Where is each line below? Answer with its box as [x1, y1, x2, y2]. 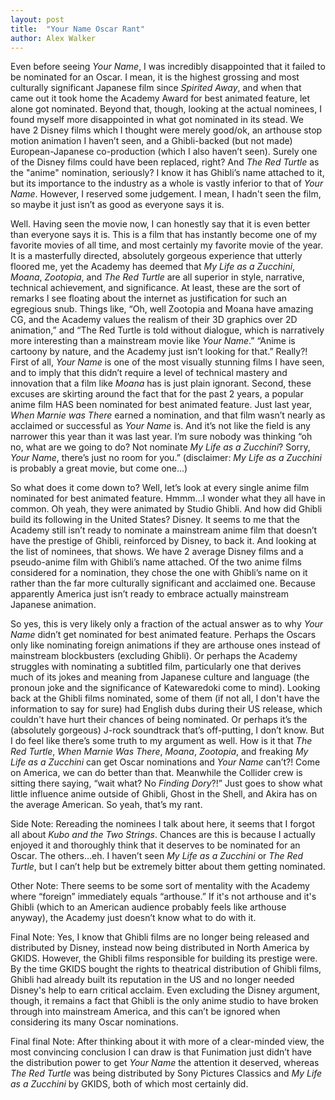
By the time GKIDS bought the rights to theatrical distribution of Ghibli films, [10, 963, 322, 975]
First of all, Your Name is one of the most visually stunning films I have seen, [10, 356, 325, 368]
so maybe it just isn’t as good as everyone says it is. [10, 199, 225, 211]
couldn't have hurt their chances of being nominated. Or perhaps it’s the [10, 714, 308, 726]
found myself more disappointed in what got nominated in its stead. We [10, 114, 304, 126]
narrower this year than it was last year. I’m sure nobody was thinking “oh [10, 431, 313, 443]
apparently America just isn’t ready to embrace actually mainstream [10, 588, 289, 600]
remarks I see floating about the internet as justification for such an [10, 292, 287, 305]
